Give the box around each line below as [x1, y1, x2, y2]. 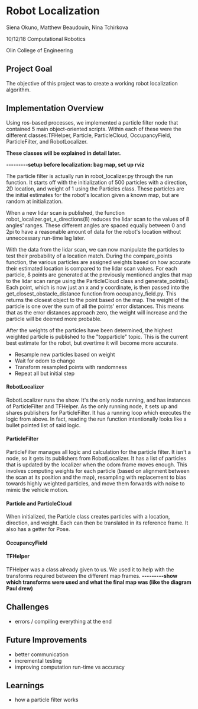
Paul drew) [6, 584, 34, 592]
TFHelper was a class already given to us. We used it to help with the [6, 565, 174, 573]
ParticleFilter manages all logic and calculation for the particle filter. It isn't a [6, 448, 191, 455]
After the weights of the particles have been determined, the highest [6, 326, 173, 333]
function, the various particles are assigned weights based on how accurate [6, 258, 191, 265]
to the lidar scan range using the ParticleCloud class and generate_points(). [6, 277, 190, 284]
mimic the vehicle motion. [6, 486, 69, 493]
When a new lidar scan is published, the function [6, 209, 125, 216]
